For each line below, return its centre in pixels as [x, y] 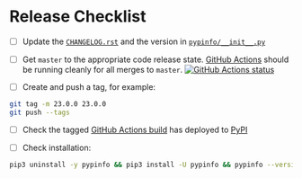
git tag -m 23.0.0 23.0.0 [58, 104]
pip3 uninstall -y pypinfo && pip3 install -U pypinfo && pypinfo [136, 165]
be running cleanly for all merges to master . [102, 70]
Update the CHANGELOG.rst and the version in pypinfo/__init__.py [144, 41]
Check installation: [57, 147]
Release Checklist [78, 17]
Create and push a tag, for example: [89, 87]
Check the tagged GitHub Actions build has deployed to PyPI [135, 129]
